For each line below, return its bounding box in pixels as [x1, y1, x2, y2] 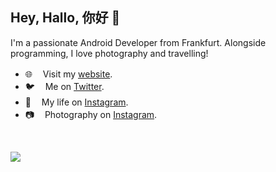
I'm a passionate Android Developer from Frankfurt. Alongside [10, 36, 267, 48]
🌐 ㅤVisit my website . [24, 68, 113, 80]
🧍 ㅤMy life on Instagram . [24, 96, 129, 108]
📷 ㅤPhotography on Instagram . [24, 108, 158, 120]
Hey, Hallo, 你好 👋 [10, 9, 121, 27]
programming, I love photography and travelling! [10, 47, 209, 59]
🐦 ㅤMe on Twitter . [24, 80, 105, 92]
